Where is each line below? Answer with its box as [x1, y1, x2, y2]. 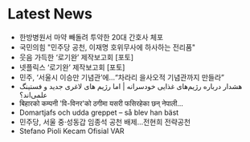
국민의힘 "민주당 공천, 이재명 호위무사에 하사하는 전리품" [18, 42, 196, 52]
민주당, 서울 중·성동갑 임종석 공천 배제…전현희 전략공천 [18, 117, 191, 127]
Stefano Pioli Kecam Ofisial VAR [18, 126, 125, 136]
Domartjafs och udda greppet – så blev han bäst [18, 108, 179, 117]
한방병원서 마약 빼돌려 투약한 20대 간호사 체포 [18, 32, 164, 42]
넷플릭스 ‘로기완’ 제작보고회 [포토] [18, 62, 125, 72]
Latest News [7, 5, 93, 23]
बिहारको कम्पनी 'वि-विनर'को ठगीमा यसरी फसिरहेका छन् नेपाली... [18, 98, 184, 108]
